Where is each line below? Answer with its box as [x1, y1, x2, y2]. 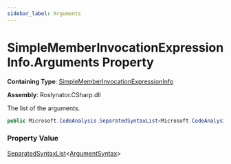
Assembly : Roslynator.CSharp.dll [7, 90, 101, 99]
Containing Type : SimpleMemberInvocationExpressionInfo [7, 77, 174, 85]
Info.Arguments [7, 54, 100, 70]
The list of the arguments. [7, 104, 80, 112]
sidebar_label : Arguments [7, 10, 81, 17]
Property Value [7, 134, 59, 143]
